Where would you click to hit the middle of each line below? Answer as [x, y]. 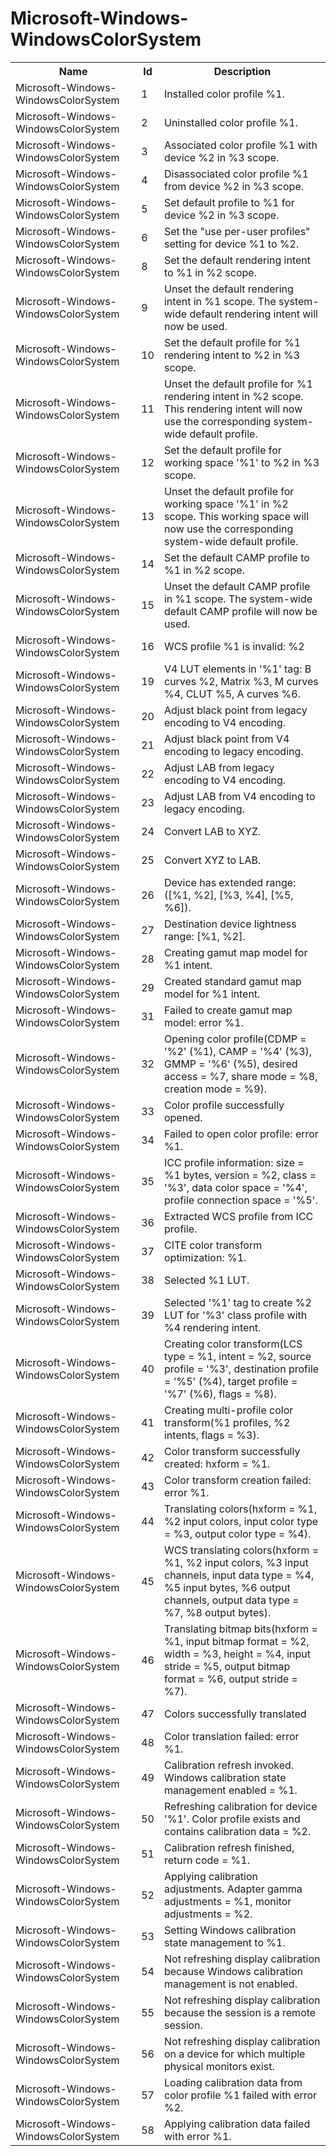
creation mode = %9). [215, 1089]
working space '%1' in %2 [226, 504]
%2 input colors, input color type [241, 1521]
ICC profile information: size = [234, 1162]
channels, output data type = [231, 1600]
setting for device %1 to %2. [231, 244]
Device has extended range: [230, 882]
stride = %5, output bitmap [227, 1666]
